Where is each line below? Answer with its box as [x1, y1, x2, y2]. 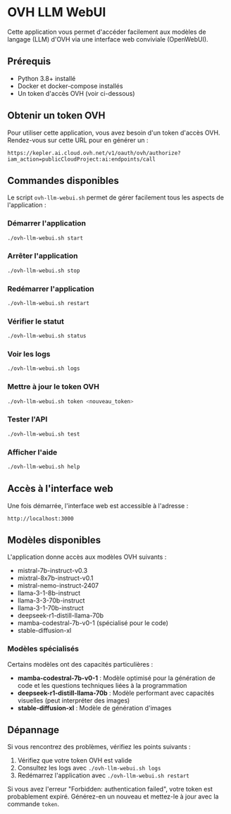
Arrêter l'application [7, 251, 79, 261]
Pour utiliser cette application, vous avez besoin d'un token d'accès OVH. [7, 128, 220, 137]
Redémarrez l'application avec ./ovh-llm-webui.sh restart [17, 771, 190, 779]
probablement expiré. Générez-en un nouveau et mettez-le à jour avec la [7, 792, 219, 801]
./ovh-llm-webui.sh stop [7, 267, 80, 274]
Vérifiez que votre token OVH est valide [17, 756, 132, 765]
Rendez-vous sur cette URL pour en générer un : [7, 135, 149, 144]
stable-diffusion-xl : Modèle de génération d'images [17, 703, 172, 712]
